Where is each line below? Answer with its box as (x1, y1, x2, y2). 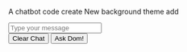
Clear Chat (12, 34, 45, 42)
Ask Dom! (54, 34, 85, 42)
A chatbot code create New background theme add (8, 7, 179, 16)
